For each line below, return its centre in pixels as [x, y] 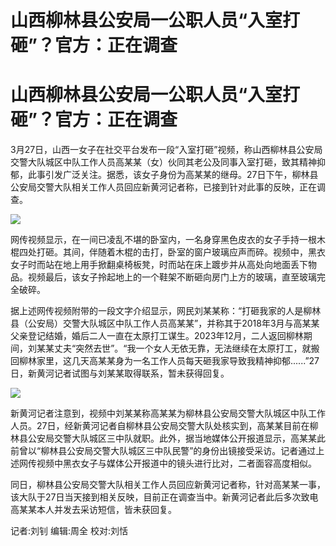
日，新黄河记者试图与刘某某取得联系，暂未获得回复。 [120, 373]
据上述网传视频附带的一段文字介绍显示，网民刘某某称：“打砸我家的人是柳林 [166, 311]
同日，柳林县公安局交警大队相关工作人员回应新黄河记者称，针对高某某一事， [168, 485]
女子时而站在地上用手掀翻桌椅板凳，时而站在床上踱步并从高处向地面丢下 [159, 265]
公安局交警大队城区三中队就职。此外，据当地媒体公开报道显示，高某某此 [176, 438]
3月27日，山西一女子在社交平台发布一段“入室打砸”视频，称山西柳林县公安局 [166, 150]
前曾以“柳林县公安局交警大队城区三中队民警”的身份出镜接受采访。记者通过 [163, 451]
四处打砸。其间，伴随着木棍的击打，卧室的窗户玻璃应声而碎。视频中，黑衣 [172, 252]
